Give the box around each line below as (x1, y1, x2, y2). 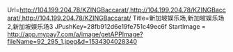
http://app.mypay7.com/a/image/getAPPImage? (7, 30, 144, 38)
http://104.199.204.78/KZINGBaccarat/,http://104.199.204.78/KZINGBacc (19, 6, 226, 14)
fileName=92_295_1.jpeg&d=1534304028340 (7, 38, 138, 45)
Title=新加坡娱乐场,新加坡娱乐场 (132, 14, 225, 22)
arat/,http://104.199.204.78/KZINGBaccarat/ (7, 14, 131, 22)
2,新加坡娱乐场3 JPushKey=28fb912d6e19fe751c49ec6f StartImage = (7, 23, 207, 30)
